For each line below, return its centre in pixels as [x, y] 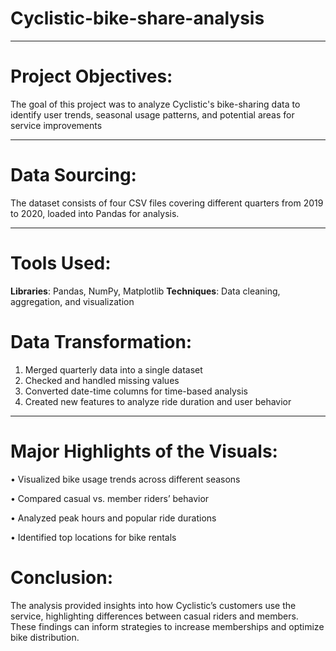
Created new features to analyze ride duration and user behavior [158, 401]
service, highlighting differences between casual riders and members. [154, 616]
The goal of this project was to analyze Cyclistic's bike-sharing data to [155, 104]
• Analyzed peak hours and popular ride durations [113, 518]
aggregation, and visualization [72, 301]
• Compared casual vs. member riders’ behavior [110, 498]
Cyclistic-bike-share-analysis [137, 18]
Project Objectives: [91, 76]
